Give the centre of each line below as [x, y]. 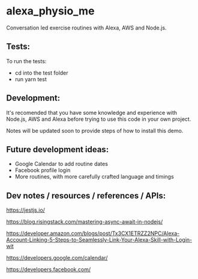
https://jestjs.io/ [25, 210]
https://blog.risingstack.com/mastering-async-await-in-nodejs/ [85, 222]
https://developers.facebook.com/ [49, 269]
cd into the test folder [41, 73]
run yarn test [31, 79]
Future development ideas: [58, 149]
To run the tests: [26, 61]
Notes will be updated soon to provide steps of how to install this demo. [95, 130]
